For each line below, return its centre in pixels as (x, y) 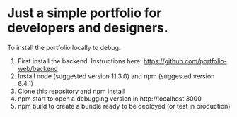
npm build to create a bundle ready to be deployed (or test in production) (124, 106)
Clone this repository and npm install (71, 91)
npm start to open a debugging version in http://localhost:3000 (109, 98)
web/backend (37, 68)
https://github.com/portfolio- (185, 61)
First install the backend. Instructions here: (80, 61)
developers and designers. (88, 28)
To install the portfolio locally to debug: (64, 47)
